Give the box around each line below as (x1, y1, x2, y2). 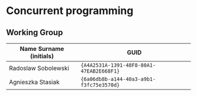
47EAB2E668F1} (80, 68, 120, 74)
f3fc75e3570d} (80, 82, 120, 88)
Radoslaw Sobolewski (9, 64, 69, 72)
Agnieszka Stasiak (9, 78, 60, 86)
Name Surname (19, 45, 64, 53)
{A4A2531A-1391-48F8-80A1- (80, 62, 156, 68)
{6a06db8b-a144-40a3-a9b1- (80, 76, 156, 83)
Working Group (6, 28, 63, 37)
